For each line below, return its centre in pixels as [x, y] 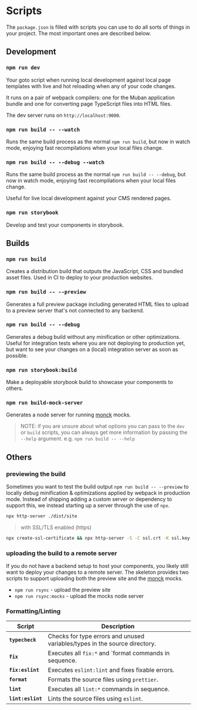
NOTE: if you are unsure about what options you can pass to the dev [102, 426]
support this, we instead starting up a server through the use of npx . [88, 506]
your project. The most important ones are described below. [79, 33]
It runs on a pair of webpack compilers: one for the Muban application [90, 97]
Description [118, 627]
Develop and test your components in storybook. [65, 225]
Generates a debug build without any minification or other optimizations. [93, 337]
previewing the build [36, 474]
